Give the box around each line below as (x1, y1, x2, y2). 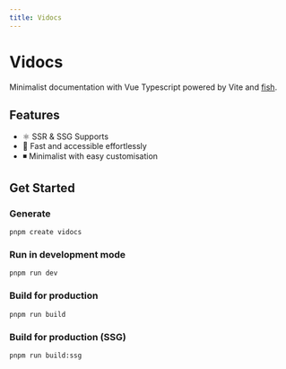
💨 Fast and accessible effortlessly (22, 141, 148, 152)
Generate (9, 207, 51, 220)
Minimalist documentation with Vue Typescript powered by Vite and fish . (9, 82, 278, 92)
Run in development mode (9, 248, 126, 260)
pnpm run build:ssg (9, 351, 82, 360)
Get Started (9, 180, 75, 196)
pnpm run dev (9, 268, 58, 278)
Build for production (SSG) (9, 330, 127, 343)
